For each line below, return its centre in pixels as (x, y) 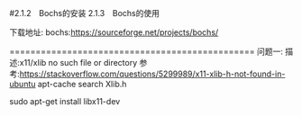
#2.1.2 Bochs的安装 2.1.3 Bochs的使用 (85, 13)
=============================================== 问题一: (146, 51)
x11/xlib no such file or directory (78, 62)
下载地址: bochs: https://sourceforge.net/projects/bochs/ (114, 32)
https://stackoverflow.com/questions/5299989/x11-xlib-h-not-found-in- (152, 74)
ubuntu (23, 84)
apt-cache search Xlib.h (82, 84)
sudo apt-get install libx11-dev (65, 101)
